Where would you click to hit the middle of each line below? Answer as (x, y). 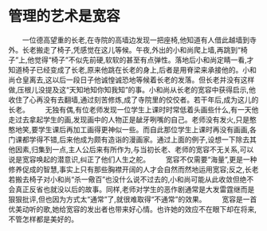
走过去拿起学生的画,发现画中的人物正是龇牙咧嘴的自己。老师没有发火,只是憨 (133, 119)
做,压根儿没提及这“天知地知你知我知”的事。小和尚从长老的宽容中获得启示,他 (132, 89)
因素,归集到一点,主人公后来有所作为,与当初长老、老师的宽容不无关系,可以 (134, 149)
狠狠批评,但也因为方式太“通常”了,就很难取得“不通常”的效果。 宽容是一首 (133, 199)
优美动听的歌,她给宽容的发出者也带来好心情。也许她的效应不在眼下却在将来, (133, 209)
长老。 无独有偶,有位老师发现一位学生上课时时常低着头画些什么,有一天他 (133, 109)
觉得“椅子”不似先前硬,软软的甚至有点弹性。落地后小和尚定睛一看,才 (144, 60)
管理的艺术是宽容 (65, 16)
